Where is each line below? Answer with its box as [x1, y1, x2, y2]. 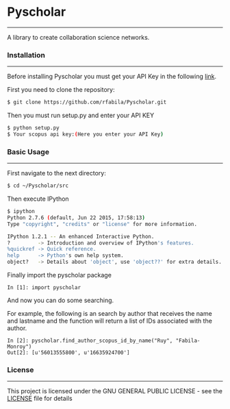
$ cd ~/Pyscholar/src [7, 182, 69, 189]
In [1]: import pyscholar [7, 284, 81, 291]
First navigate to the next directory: [7, 169, 106, 177]
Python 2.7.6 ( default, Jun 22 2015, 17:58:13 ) [7, 214, 146, 221]
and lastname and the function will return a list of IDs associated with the [7, 317, 212, 325]
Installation [7, 50, 46, 60]
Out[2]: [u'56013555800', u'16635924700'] [7, 349, 130, 356]
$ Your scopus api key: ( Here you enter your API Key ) [7, 131, 164, 138]
